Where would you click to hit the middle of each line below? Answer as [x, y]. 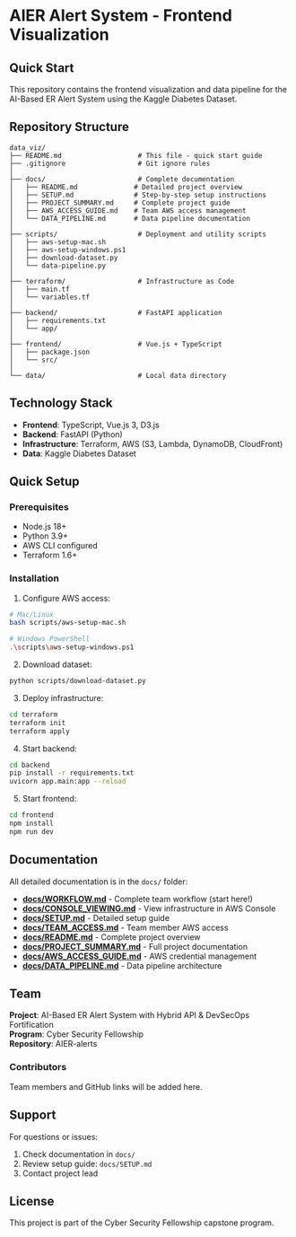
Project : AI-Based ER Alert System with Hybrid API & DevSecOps [129, 1015]
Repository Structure [70, 127]
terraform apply [39, 731]
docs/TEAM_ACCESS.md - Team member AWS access [125, 927]
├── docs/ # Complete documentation [122, 179]
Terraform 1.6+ [50, 555]
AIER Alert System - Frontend [121, 16]
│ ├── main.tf [39, 289]
